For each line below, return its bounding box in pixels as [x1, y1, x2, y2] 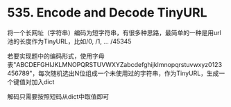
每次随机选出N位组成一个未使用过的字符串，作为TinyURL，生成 [37, 69, 219, 77]
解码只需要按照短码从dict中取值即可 [7, 92, 110, 101]
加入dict [31, 77, 55, 86]
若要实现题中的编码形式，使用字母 [7, 52, 105, 60]
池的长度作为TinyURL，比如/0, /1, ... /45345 [7, 37, 132, 46]
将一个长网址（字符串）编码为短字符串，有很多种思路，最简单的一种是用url [7, 28, 222, 37]
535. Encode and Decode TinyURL [7, 5, 207, 21]
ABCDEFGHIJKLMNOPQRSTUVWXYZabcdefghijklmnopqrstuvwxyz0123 [16, 60, 223, 68]
